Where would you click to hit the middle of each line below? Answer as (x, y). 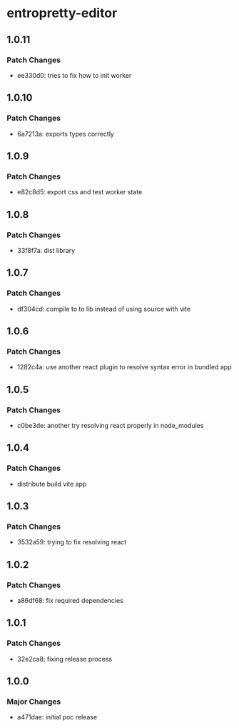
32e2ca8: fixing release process (64, 659)
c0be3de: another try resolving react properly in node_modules (110, 425)
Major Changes (34, 702)
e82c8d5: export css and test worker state (80, 192)
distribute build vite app (52, 484)
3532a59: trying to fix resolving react (72, 542)
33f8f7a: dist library (46, 250)
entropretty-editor (62, 13)
